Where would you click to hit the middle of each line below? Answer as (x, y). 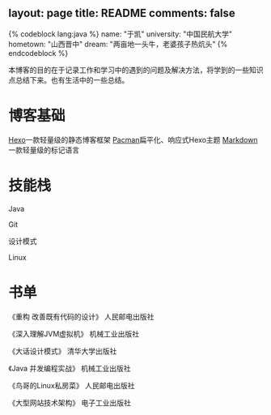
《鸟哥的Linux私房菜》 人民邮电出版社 (72, 385)
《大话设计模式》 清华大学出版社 (63, 351)
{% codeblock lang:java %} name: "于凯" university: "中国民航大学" (121, 34)
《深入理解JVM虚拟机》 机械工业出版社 (74, 334)
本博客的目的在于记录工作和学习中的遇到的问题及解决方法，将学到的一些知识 (136, 70)
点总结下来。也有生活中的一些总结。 (69, 79)
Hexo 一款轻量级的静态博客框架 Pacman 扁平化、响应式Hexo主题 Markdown (133, 139)
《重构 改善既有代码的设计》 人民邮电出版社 (81, 316)
